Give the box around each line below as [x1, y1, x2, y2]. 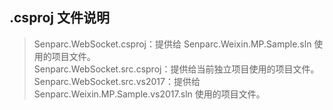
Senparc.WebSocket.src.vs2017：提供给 [33, 75, 201, 87]
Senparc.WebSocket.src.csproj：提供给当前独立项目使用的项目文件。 [33, 63, 320, 75]
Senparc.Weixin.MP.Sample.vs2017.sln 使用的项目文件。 [33, 88, 266, 100]
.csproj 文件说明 [9, 9, 110, 27]
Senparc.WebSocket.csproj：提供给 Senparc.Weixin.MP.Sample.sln [33, 38, 312, 50]
